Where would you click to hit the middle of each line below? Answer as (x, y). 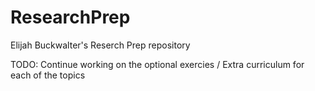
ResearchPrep (70, 17)
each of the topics (48, 75)
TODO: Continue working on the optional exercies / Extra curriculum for (157, 64)
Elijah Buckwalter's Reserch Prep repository (100, 45)
